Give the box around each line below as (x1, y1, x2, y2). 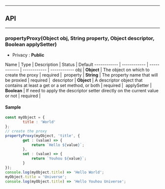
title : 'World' (23, 120, 56, 125)
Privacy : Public (12, 52, 45, 58)
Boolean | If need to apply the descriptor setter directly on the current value (5, 88, 159, 94)
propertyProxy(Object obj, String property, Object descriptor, (5, 35, 155, 42)
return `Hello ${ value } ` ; (31, 142, 84, 147)
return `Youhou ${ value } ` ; (31, 156, 87, 161)
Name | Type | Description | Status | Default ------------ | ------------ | (5, 62, 149, 68)
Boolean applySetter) (5, 41, 57, 48)
